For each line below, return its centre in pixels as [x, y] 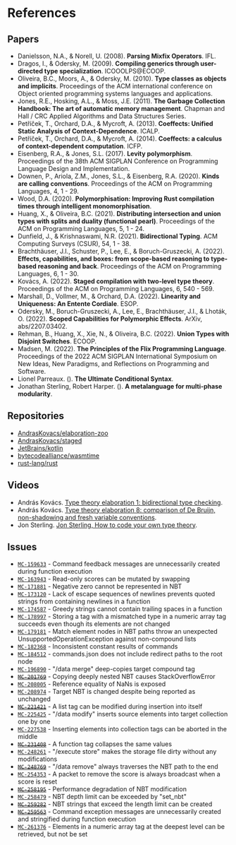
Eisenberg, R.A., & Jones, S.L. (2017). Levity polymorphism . [105, 154]
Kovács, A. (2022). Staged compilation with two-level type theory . [116, 281]
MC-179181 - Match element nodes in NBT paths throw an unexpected [118, 632]
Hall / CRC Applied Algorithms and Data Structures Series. [102, 116]
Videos [23, 485]
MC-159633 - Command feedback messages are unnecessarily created [119, 564]
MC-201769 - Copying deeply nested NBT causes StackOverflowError [117, 677]
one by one [34, 721]
